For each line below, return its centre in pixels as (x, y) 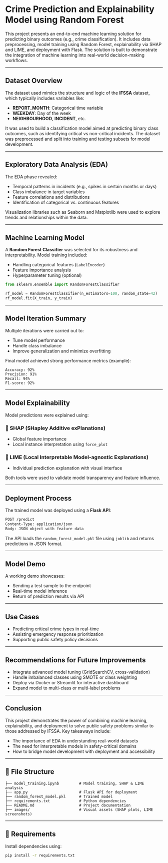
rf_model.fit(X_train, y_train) (39, 298)
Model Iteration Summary (46, 319)
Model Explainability (37, 403)
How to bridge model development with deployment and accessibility (84, 751)
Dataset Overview (34, 81)
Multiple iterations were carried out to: (44, 330)
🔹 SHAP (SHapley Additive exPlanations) (55, 428)
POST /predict (20, 520)
